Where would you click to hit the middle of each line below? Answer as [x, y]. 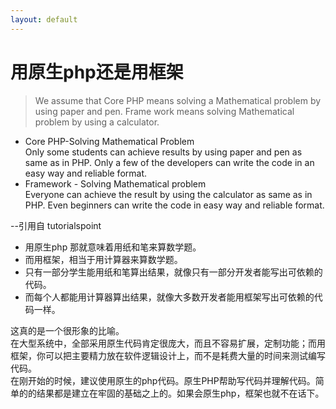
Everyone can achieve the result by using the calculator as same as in [168, 194]
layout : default [44, 19]
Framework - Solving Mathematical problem [115, 183]
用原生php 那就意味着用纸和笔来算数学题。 [113, 247]
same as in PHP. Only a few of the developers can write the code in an [169, 162]
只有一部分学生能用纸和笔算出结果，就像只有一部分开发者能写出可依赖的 [173, 272]
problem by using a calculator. [97, 122]
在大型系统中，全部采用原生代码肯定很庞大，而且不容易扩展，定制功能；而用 [168, 343]
